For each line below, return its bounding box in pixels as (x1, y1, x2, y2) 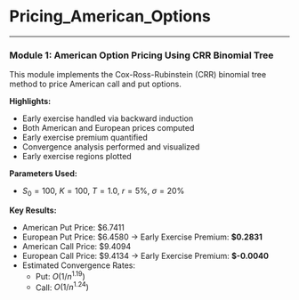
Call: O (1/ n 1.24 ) (35, 280, 89, 293)
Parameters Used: (9, 168, 77, 179)
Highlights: (9, 96, 52, 107)
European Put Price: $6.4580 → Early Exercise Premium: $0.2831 (21, 231, 263, 242)
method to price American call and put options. (9, 78, 182, 90)
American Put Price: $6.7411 (21, 223, 125, 233)
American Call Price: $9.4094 (21, 241, 132, 252)
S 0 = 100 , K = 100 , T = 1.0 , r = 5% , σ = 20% (21, 185, 185, 199)
